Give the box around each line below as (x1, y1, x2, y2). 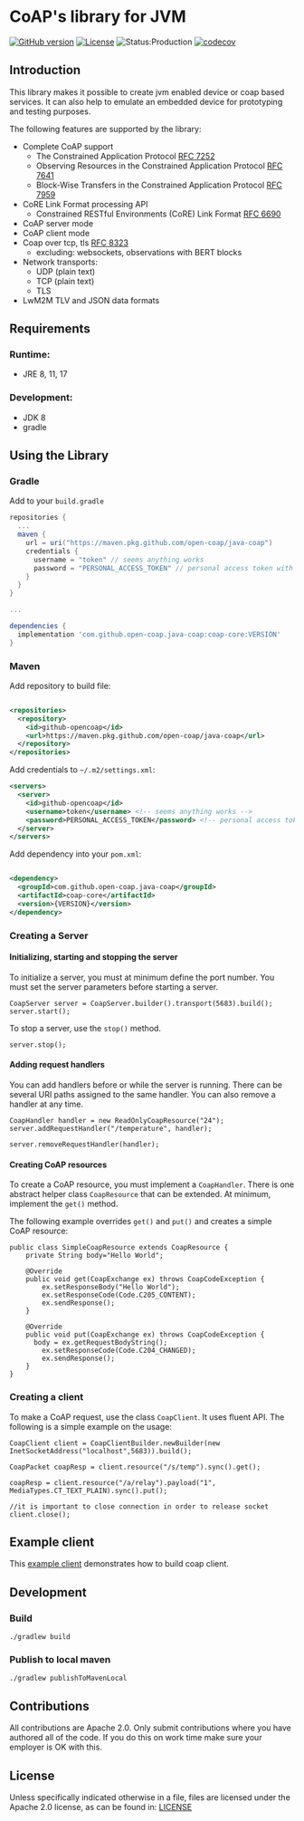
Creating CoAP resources (9, 1159, 108, 1170)
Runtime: (9, 349, 51, 361)
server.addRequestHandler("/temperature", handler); (9, 1125, 213, 1134)
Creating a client (9, 1391, 84, 1404)
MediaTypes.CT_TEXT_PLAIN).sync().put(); (9, 1486, 168, 1495)
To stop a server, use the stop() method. (9, 1022, 161, 1033)
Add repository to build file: (9, 680, 111, 691)
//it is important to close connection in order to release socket (9, 1501, 270, 1511)
